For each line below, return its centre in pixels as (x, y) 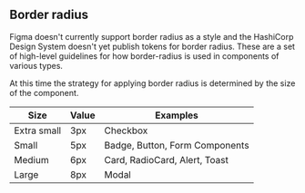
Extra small (38, 130)
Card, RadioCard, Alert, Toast (167, 159)
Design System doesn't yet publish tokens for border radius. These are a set (152, 46)
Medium (31, 159)
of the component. (44, 92)
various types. (36, 65)
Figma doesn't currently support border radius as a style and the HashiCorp (152, 36)
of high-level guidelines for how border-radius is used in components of (144, 56)
